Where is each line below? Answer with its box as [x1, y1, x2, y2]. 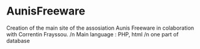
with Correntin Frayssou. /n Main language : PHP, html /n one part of [6, 30, 179, 38]
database [6, 37, 31, 44]
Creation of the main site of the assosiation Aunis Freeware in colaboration [6, 24, 194, 31]
